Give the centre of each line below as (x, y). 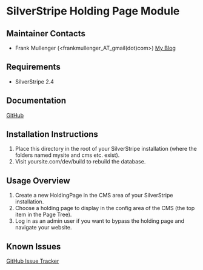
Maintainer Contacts (46, 34)
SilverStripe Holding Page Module (93, 11)
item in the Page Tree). (43, 215)
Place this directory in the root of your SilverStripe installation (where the (106, 149)
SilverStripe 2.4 (35, 81)
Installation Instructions (52, 134)
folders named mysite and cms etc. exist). (67, 155)
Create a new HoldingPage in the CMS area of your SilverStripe (94, 196)
